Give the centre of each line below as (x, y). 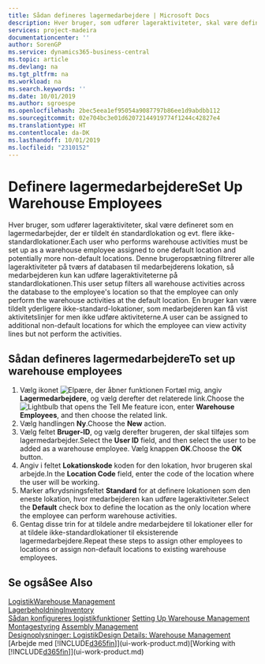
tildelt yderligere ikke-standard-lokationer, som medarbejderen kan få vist (128, 309)
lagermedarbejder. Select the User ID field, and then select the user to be (138, 440)
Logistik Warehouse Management (62, 601)
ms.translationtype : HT (47, 125)
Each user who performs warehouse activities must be (159, 242)
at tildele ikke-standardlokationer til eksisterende (99, 532)
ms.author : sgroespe (42, 103)
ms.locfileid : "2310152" (49, 147)
